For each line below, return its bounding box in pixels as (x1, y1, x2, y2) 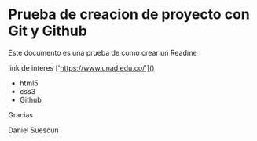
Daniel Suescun (8, 125, 59, 135)
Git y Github (8, 22, 88, 40)
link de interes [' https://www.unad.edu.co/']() (8, 63, 155, 72)
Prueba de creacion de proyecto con (8, 5, 250, 23)
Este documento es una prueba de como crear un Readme (8, 48, 198, 57)
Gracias (8, 110, 34, 119)
